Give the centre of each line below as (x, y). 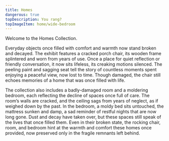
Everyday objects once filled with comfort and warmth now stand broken (81, 48)
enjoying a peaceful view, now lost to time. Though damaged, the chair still (83, 75)
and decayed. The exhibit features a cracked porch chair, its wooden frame (83, 54)
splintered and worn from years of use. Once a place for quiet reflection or (83, 59)
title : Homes (19, 10)
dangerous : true (22, 15)
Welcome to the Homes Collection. (41, 38)
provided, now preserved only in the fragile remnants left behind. (73, 133)
